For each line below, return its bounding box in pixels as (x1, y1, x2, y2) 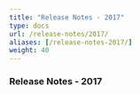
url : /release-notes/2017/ (9, 29, 109, 38)
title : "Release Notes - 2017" (9, 12, 125, 22)
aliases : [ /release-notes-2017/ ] (9, 37, 133, 47)
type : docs (9, 21, 50, 30)
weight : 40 (9, 46, 50, 55)
